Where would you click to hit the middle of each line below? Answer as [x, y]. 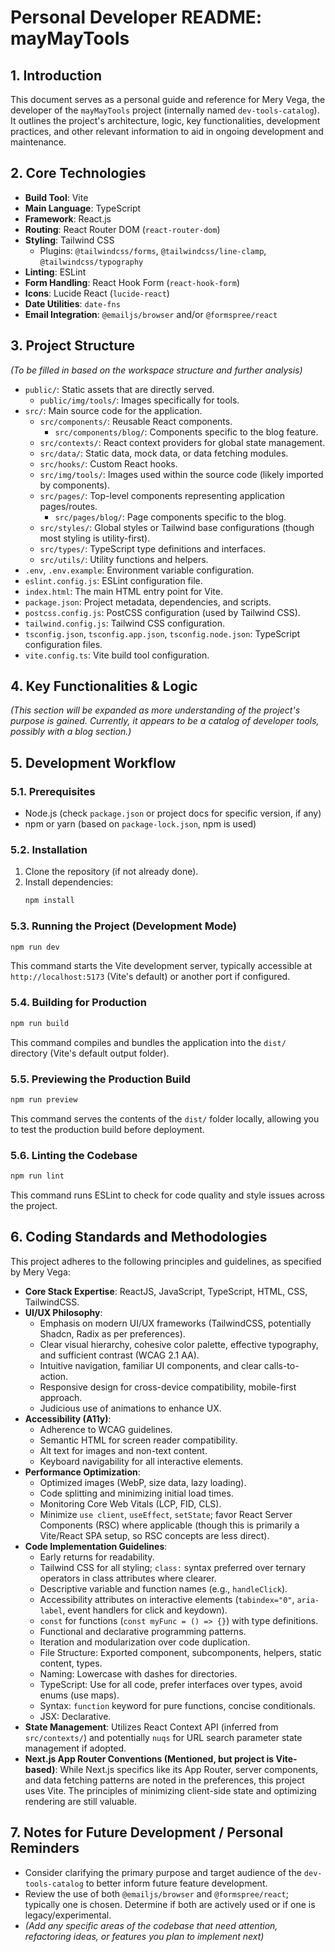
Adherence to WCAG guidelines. [106, 1429]
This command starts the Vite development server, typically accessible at [161, 966]
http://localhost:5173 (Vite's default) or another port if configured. [150, 977]
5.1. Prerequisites [53, 791]
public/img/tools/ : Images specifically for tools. [139, 400]
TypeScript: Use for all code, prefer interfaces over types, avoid [171, 1684]
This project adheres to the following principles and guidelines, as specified [166, 1261]
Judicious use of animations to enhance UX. [130, 1408]
